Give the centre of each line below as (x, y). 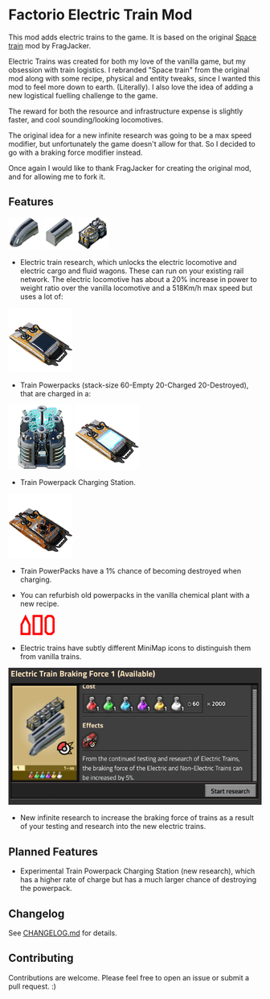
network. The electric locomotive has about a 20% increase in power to (138, 279)
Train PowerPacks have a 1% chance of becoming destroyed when (131, 570)
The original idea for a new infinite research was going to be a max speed (130, 135)
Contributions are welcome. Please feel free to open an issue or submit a (129, 977)
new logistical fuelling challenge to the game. (83, 95)
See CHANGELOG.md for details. (63, 933)
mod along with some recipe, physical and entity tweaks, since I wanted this (135, 78)
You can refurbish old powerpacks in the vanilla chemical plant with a (135, 595)
